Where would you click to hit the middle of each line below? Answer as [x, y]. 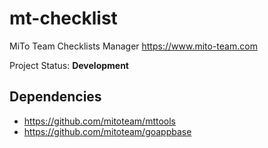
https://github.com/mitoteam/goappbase [107, 131]
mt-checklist [63, 18]
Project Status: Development [69, 65]
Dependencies [55, 97]
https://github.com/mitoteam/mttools [100, 121]
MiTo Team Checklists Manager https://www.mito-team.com [133, 46]
